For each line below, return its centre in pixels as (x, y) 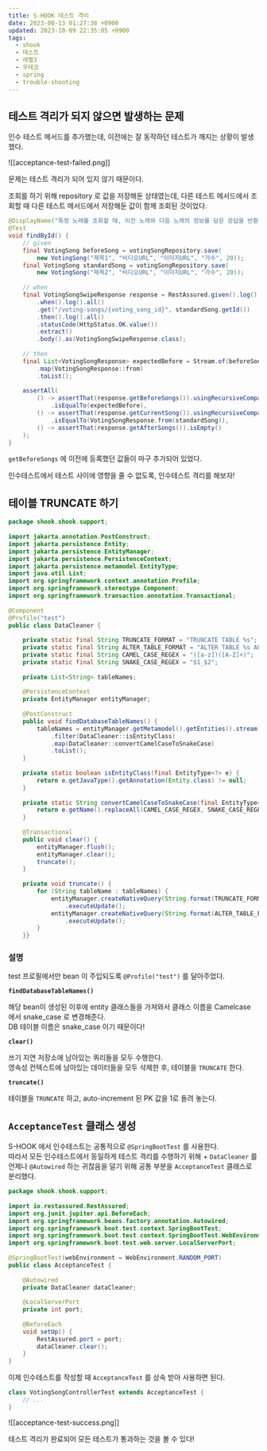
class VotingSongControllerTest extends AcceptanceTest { (106, 1393)
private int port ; (53, 1310)
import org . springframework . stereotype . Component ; (94, 589)
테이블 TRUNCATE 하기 (64, 503)
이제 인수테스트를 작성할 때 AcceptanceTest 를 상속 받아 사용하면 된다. (116, 1377)
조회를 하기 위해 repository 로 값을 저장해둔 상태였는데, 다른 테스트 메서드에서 (129, 196)
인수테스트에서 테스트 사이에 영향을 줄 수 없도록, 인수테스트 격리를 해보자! (122, 476)
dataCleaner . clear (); (73, 1347)
